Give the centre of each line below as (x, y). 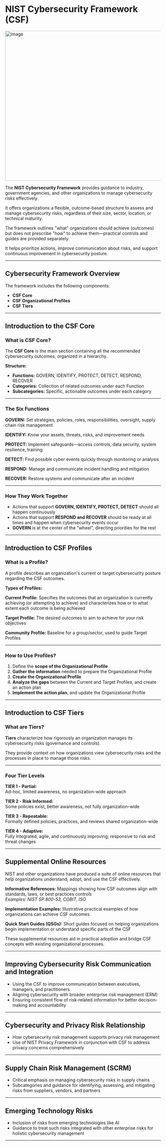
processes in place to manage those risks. (48, 758)
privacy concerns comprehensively (48, 1048)
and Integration (29, 972)
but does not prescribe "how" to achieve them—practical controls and (76, 233)
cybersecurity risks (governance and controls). (53, 743)
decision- (148, 1000)
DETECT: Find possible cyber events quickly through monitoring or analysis (82, 459)
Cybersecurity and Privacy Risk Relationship (75, 1026)
